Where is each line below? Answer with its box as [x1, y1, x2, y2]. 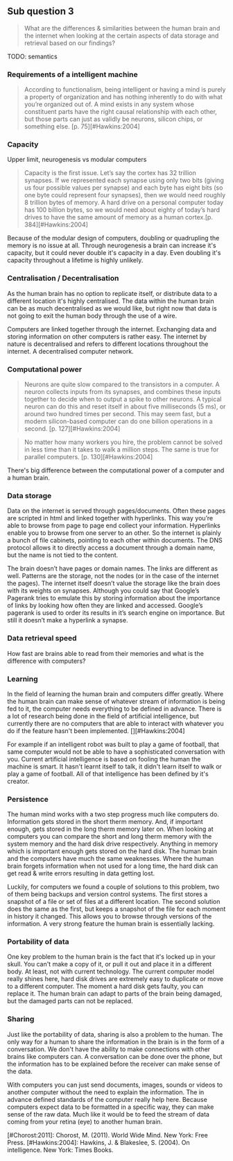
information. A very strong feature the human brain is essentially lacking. [7, 920, 215, 928]
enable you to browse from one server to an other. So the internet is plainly [7, 529, 221, 537]
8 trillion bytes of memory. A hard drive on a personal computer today [24, 198, 224, 207]
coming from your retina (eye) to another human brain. [7, 1117, 163, 1126]
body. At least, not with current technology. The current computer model [7, 967, 215, 975]
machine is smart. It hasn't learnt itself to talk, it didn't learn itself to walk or [7, 762, 222, 771]
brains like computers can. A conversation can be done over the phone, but [7, 1052, 223, 1060]
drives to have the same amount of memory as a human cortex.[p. [24, 213, 214, 222]
